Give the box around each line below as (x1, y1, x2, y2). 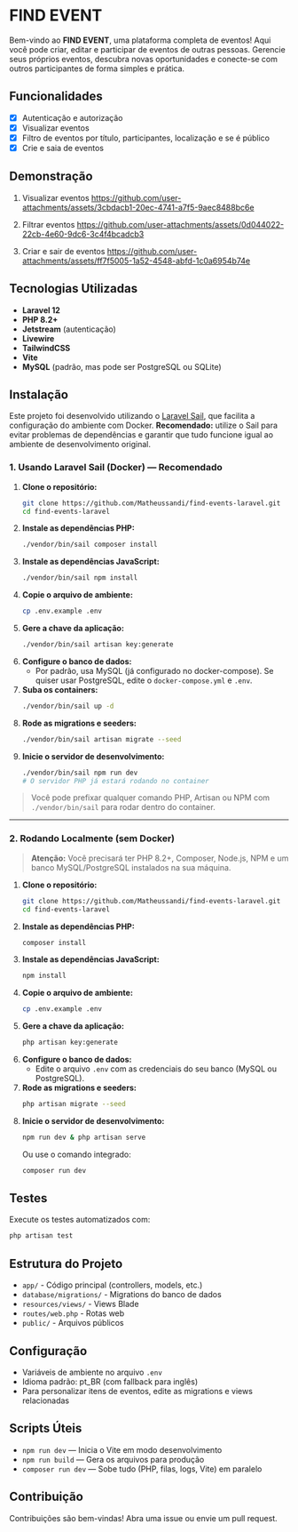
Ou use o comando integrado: (21, 1149, 131, 1159)
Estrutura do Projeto (9, 1255, 123, 1271)
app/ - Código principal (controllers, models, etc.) (21, 1279, 203, 1290)
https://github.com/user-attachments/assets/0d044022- (76, 219, 285, 229)
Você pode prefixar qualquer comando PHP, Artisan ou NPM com (30, 792, 271, 803)
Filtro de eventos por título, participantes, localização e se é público (21, 132, 271, 143)
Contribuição (9, 1489, 84, 1504)
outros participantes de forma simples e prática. (9, 63, 184, 74)
